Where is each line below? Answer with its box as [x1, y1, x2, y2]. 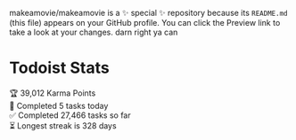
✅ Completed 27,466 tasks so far [9, 110, 131, 121]
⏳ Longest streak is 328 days [9, 120, 118, 131]
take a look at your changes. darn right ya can [9, 27, 178, 37]
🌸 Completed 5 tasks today [9, 100, 109, 111]
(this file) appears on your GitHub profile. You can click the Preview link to [9, 18, 281, 27]
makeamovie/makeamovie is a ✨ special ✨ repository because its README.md [9, 8, 288, 18]
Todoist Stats [9, 58, 110, 78]
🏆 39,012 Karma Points [9, 88, 96, 98]
